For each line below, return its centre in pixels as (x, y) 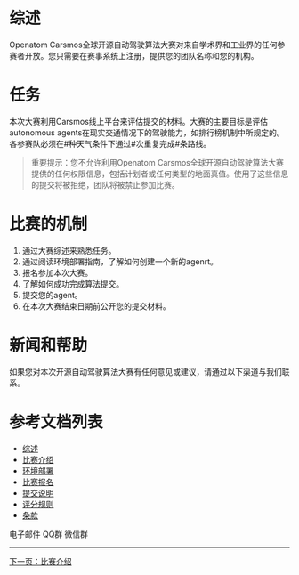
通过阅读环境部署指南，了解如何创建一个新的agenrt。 (120, 261)
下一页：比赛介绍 (40, 561)
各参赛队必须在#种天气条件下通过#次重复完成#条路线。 (110, 143)
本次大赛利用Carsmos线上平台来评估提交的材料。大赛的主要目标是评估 (139, 121)
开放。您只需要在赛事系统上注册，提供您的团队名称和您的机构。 (141, 55)
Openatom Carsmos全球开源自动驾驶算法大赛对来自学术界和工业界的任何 (143, 45)
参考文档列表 (57, 421)
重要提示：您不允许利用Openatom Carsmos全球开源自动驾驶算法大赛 (158, 162)
